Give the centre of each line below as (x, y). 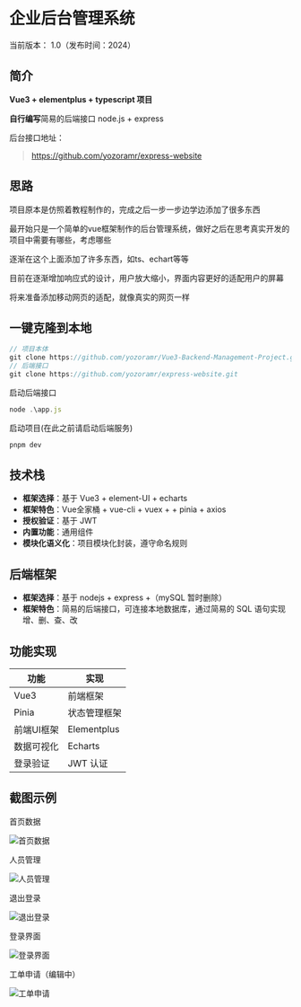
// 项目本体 (29, 349)
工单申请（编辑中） (45, 974)
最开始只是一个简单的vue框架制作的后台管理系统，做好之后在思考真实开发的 (150, 228)
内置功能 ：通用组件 (58, 532)
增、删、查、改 (50, 620)
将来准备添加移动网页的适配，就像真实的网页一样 (99, 296)
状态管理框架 (95, 713)
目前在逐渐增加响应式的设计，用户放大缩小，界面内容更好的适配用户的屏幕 (146, 278)
